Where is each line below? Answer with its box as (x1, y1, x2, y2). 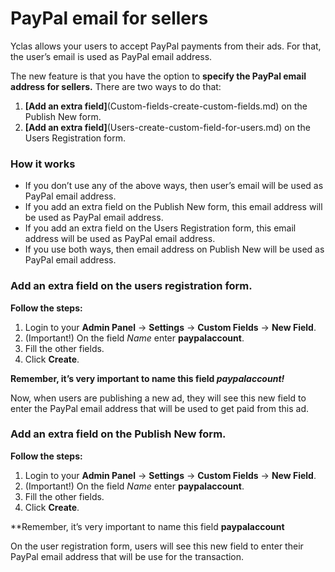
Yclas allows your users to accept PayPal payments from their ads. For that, (10, 40, 322, 52)
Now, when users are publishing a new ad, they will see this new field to (10, 392, 307, 404)
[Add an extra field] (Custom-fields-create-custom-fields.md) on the (24, 100, 308, 112)
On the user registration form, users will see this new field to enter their (10, 540, 304, 552)
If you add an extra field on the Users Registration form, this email (24, 222, 297, 234)
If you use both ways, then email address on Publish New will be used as (24, 243, 325, 256)
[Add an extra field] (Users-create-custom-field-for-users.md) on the (24, 121, 311, 133)
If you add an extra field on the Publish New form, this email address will (24, 201, 323, 213)
